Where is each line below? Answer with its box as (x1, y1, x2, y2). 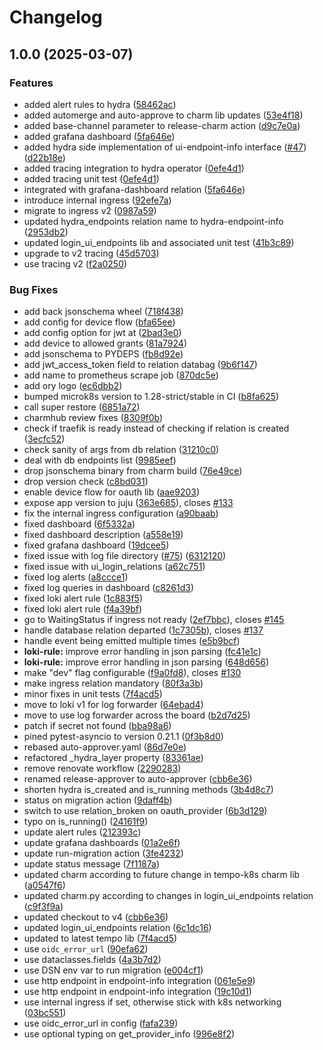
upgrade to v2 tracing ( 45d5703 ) (23, 247, 160, 259)
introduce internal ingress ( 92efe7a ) (23, 194, 172, 206)
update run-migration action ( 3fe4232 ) (23, 847, 184, 860)
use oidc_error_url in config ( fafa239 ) (23, 1017, 179, 1030)
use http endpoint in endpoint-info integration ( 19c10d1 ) (23, 986, 252, 998)
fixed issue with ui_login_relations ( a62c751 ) (23, 561, 206, 573)
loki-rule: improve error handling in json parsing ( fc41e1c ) (23, 646, 262, 658)
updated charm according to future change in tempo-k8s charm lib (23, 869, 301, 881)
